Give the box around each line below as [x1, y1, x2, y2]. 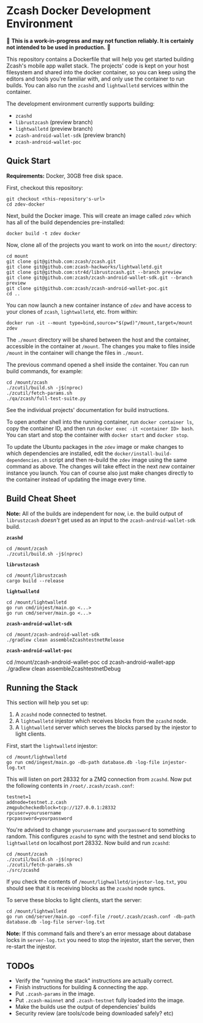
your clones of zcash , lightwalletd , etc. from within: [6, 308, 138, 315]
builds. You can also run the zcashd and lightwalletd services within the [6, 81, 189, 89]
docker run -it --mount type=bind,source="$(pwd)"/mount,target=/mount [6, 320, 193, 326]
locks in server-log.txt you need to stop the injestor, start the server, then [6, 936, 194, 944]
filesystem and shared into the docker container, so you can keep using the [6, 68, 196, 76]
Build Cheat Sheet [6, 494, 76, 504]
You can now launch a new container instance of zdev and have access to [6, 301, 192, 309]
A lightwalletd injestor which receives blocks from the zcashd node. [15, 717, 188, 725]
